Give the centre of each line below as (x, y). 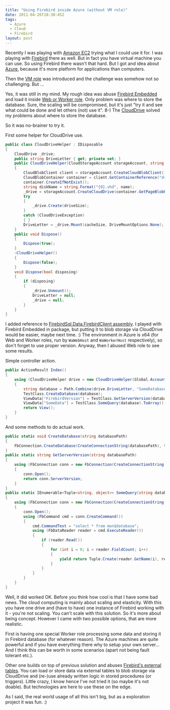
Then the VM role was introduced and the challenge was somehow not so (82, 79)
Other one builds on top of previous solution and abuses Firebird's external (83, 665)
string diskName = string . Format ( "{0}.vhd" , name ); (79, 187)
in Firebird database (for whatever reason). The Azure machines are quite (82, 639)
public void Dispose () (38, 234)
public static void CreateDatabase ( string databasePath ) (67, 436)
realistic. (14, 624)
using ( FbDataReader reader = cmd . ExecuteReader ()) (88, 531)
